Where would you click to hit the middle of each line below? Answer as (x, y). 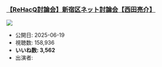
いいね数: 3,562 (35, 50)
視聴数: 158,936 (35, 43)
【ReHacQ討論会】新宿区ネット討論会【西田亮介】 (81, 9)
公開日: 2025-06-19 (40, 35)
